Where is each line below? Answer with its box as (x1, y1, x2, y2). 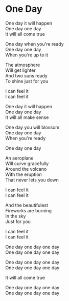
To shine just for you (5, 78, 49, 84)
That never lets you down (5, 176, 59, 183)
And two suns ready (5, 72, 48, 78)
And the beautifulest (5, 202, 49, 208)
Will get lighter (5, 67, 36, 73)
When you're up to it (5, 52, 49, 58)
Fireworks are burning (5, 207, 52, 213)
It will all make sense (5, 114, 49, 121)
